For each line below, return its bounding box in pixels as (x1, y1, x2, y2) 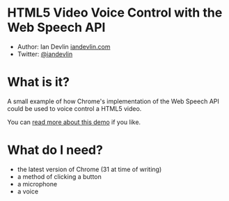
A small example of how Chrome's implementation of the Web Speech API (7, 97, 219, 105)
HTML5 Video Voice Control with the (7, 5, 223, 21)
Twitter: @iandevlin (17, 50, 73, 58)
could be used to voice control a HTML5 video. (7, 104, 142, 112)
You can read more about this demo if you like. (7, 118, 141, 126)
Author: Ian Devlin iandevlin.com (17, 42, 111, 51)
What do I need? (7, 142, 103, 158)
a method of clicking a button (17, 172, 102, 181)
